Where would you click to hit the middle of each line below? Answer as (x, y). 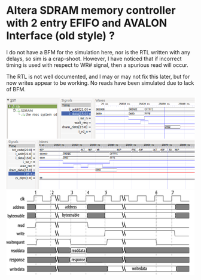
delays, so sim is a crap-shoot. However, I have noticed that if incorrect (94, 59)
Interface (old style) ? (61, 36)
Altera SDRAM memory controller (91, 10)
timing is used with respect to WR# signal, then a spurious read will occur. (97, 65)
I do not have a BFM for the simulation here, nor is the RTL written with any (98, 52)
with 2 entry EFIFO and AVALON (87, 23)
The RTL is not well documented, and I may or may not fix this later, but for (98, 76)
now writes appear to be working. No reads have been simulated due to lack (100, 83)
